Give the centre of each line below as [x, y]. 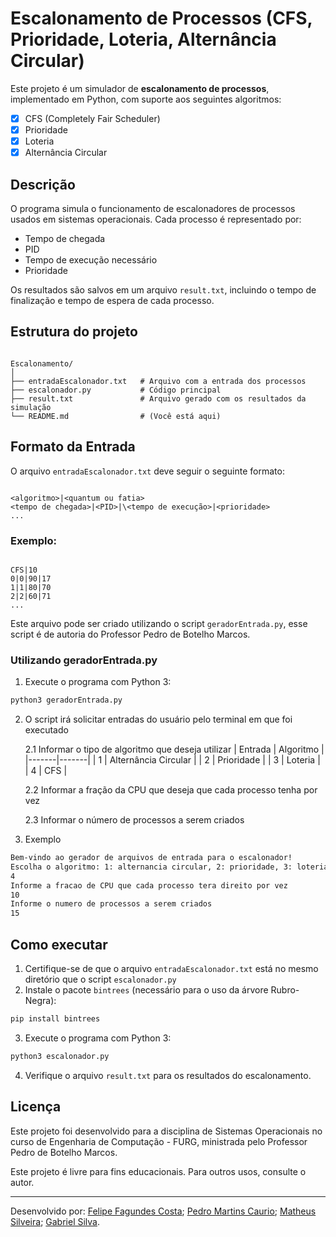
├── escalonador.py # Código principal [116, 390]
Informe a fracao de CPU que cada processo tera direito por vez [149, 885]
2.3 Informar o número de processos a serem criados [134, 820]
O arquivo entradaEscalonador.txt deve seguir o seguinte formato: [147, 471]
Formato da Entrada [73, 447]
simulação [31, 407]
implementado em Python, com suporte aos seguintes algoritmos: [146, 99]
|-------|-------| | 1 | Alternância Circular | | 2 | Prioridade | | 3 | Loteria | [172, 760]
